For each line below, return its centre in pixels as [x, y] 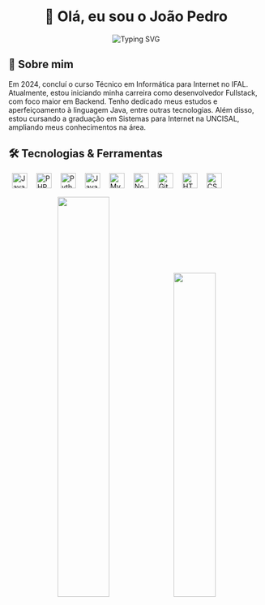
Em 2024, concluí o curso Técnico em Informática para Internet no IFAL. [128, 84]
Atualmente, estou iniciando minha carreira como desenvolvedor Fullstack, [133, 92]
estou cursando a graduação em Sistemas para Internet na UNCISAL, [124, 118]
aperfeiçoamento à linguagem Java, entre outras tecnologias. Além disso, [131, 109]
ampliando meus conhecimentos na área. [77, 127]
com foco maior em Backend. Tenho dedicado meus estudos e [113, 101]
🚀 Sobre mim [41, 64]
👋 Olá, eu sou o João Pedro [136, 17]
